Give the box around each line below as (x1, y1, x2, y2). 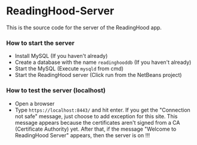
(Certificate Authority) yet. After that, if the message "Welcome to (14, 125, 177, 132)
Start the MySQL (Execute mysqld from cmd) (14, 65, 124, 72)
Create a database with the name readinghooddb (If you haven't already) (14, 58, 192, 66)
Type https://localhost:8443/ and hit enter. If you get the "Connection (14, 106, 191, 113)
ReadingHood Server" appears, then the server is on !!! (14, 131, 150, 138)
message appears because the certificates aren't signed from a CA (14, 119, 180, 126)
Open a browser (14, 100, 55, 107)
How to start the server (6, 39, 75, 47)
